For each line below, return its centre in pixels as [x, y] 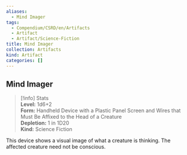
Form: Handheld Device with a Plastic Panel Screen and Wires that [101, 111]
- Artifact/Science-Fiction [46, 39]
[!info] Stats [34, 98]
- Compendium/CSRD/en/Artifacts [51, 28]
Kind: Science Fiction [46, 129]
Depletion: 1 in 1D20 [45, 123]
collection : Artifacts [34, 50]
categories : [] [25, 60]
